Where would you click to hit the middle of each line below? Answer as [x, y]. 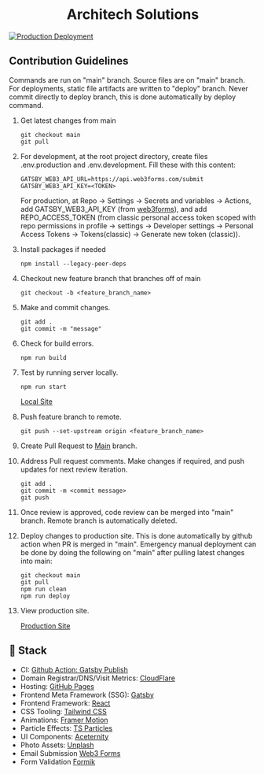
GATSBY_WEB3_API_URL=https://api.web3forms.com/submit [112, 179]
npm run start [43, 387]
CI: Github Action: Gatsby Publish [74, 669]
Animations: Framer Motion [64, 720]
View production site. [55, 610]
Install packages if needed [63, 249]
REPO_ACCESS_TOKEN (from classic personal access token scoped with [138, 217]
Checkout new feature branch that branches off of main [110, 278]
